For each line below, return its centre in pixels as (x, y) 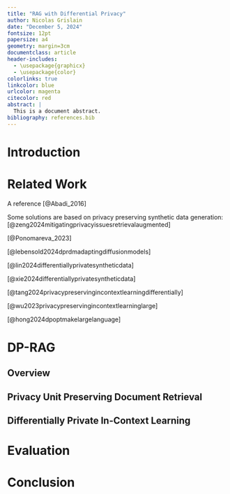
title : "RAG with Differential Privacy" (67, 14)
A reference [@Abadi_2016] (47, 203)
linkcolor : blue (31, 85)
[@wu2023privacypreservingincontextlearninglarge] (83, 305)
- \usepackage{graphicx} (49, 66)
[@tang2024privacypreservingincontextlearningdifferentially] (95, 292)
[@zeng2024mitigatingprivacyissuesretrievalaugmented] (89, 224)
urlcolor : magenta (34, 92)
